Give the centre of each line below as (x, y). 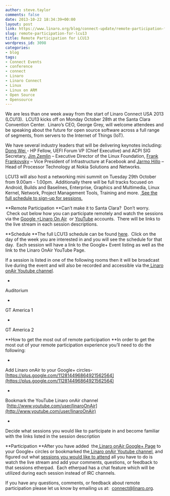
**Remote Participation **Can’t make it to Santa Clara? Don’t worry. (77, 208)
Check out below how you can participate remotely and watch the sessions (85, 214)
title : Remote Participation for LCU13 (47, 39)
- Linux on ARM (21, 90)
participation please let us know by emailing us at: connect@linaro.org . (80, 488)
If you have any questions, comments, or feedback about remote (73, 483)
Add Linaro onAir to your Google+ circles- (49, 370)
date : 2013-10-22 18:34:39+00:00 (40, 19)
